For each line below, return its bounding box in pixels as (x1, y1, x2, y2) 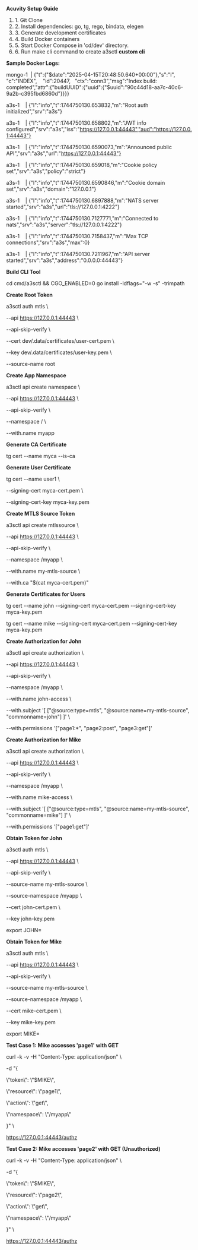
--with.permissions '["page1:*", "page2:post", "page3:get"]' (6, 725, 152, 731)
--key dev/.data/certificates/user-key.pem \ (6, 349, 112, 356)
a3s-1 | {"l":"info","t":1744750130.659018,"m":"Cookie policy (6, 162, 157, 168)
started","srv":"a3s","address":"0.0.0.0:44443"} (6, 257, 123, 264)
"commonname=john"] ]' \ (6, 713, 70, 720)
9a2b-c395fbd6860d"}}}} (6, 90, 69, 97)
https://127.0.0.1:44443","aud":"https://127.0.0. (79, 126, 192, 132)
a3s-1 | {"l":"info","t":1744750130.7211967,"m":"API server (6, 251, 150, 257)
